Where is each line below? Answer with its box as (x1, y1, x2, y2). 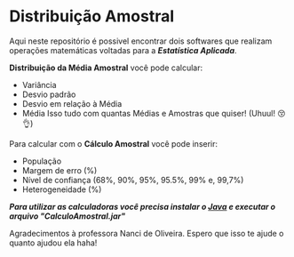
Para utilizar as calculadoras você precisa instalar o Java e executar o (9, 201, 276, 212)
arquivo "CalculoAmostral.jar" (9, 211, 126, 221)
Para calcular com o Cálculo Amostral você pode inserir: (9, 138, 219, 149)
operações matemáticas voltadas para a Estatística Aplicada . (9, 44, 237, 55)
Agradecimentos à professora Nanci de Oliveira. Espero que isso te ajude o (9, 228, 284, 238)
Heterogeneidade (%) (21, 184, 102, 195)
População (21, 156, 62, 166)
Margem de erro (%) (21, 165, 98, 175)
